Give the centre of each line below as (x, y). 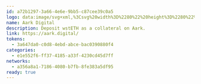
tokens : (16, 39)
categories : (21, 50)
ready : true (21, 72)
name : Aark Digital (31, 22)
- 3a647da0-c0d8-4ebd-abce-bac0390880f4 (63, 45)
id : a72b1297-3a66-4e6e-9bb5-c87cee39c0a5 (60, 12)
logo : (13, 17)
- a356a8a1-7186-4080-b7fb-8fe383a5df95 (63, 67)
